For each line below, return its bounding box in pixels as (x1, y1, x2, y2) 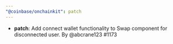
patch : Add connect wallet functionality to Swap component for (13, 25, 168, 32)
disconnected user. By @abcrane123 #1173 (13, 31, 117, 38)
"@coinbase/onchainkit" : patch (5, 8, 82, 15)
